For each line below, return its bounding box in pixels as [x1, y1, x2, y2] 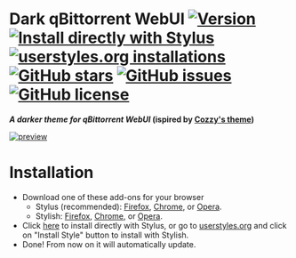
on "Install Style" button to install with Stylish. [21, 230, 189, 240]
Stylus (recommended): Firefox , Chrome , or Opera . [35, 201, 222, 212]
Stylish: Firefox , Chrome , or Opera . [35, 210, 163, 222]
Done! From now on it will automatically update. [21, 238, 196, 249]
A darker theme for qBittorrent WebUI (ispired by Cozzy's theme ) [9, 114, 255, 125]
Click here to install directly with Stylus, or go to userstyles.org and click [21, 220, 287, 230]
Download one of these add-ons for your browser [21, 191, 204, 202]
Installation [9, 163, 94, 182]
